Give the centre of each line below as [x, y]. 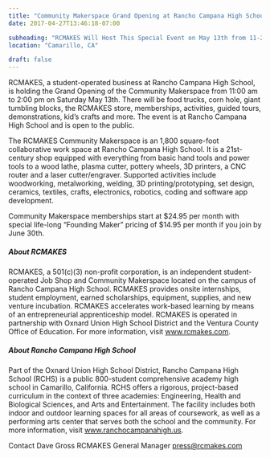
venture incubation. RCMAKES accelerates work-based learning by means [131, 306]
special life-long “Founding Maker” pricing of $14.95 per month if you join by [135, 225]
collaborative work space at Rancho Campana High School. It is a [117, 149]
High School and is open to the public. [72, 125]
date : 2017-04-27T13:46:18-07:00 [64, 23]
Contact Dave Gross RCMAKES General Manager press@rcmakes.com [125, 446]
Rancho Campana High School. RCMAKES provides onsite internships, [125, 289]
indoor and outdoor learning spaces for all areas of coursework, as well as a [134, 413]
